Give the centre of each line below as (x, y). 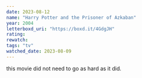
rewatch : (17, 40)
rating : (16, 34)
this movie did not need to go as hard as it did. (64, 68)
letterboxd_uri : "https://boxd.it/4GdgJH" (60, 29)
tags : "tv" (20, 46)
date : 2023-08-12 (28, 12)
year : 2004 (20, 23)
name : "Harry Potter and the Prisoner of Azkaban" (71, 18)
